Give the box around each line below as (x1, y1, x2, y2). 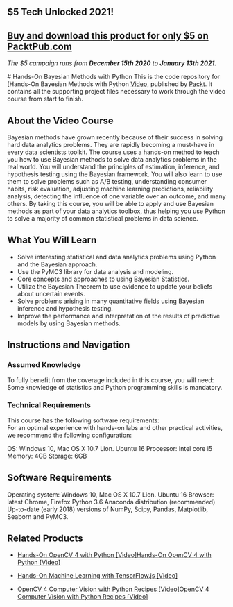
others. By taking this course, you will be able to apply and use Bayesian (7, 200, 214, 208)
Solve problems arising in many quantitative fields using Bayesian (17, 297, 205, 305)
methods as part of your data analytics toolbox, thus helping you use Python (7, 207, 225, 215)
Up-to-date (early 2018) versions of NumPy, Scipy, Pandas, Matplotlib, (7, 505, 209, 513)
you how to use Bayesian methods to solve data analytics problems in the (7, 155, 217, 164)
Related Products (7, 533, 83, 545)
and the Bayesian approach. (17, 260, 98, 268)
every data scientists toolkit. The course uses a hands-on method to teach (7, 148, 220, 156)
